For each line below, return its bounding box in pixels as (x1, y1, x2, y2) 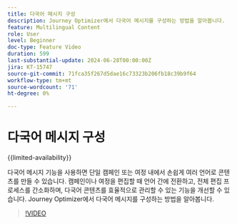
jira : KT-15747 (7, 63, 53, 71)
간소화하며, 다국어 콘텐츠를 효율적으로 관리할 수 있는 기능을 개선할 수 (31, 186, 223, 195)
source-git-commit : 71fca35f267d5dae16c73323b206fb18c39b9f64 (7, 70, 196, 77)
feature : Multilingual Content (7, 24, 101, 31)
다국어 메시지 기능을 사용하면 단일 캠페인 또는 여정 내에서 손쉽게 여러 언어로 (7, 168, 217, 177)
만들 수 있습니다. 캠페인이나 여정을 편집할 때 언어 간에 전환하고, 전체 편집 (20, 177, 223, 185)
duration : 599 (7, 51, 50, 58)
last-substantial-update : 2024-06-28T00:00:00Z (7, 57, 152, 64)
